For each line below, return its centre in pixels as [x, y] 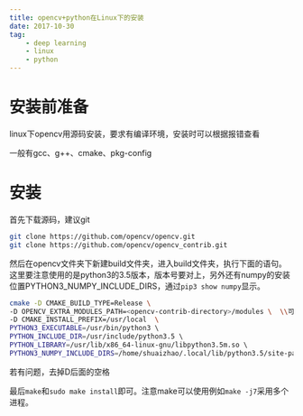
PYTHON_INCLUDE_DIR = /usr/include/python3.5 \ [96, 337]
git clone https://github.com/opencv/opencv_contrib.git [119, 245]
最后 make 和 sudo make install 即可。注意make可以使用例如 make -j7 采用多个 [149, 391]
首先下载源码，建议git [50, 219]
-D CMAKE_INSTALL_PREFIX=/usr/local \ [84, 320]
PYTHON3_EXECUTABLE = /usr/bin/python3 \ [84, 328]
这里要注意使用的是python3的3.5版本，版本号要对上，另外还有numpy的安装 [150, 274]
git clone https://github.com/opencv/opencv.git [102, 236]
